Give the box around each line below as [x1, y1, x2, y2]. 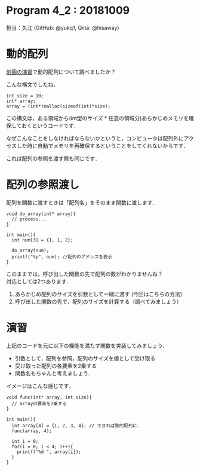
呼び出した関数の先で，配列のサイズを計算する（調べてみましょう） [14, 298, 182, 305]
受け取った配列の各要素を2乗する [14, 362, 97, 369]
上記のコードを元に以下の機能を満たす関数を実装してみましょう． [6, 342, 168, 349]
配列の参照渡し [6, 178, 80, 192]
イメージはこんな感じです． [6, 382, 75, 389]
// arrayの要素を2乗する [11, 400, 67, 406]
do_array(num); [11, 247, 50, 253]
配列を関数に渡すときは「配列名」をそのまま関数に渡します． [6, 198, 158, 206]
